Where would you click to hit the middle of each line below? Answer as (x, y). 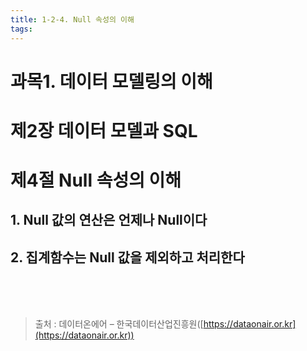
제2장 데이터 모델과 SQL (104, 130)
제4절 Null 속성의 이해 (96, 180)
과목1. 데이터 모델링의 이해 (111, 81)
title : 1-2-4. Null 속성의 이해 (72, 19)
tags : (21, 29)
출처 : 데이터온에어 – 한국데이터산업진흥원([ (119, 324)
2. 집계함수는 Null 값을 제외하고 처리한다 (127, 257)
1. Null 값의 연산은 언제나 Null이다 (109, 220)
